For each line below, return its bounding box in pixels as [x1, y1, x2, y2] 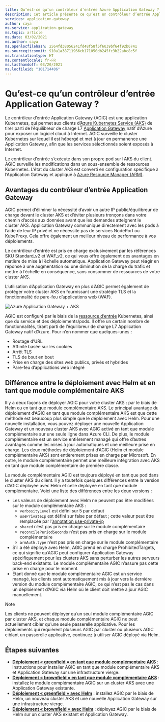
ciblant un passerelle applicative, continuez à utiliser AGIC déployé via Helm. [5, 632, 160, 638]
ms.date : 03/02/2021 [5, 35, 48, 40]
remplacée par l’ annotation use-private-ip [19, 518, 104, 524]
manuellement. [12, 591, 43, 597]
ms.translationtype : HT [5, 53, 54, 58]
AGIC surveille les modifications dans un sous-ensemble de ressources [5, 161, 150, 167]
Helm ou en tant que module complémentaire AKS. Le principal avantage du [5, 405, 159, 411]
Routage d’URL [12, 338, 43, 344]
